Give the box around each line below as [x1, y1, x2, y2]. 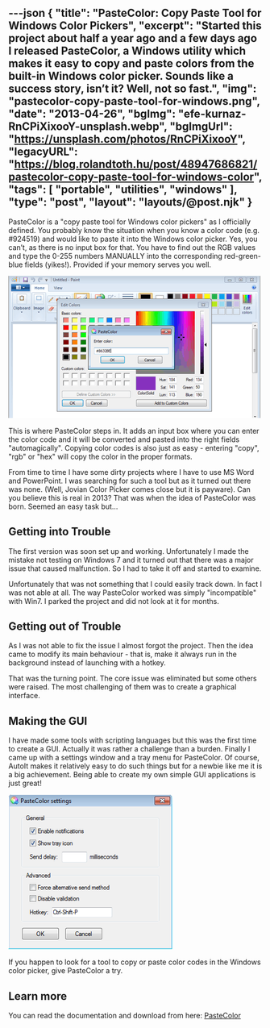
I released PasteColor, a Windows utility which [8, 44, 247, 58]
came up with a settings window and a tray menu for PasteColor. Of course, [8, 753, 260, 763]
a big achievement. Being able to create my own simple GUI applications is [8, 770, 256, 780]
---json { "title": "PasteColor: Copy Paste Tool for [8, 6, 262, 20]
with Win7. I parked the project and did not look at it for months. [8, 596, 220, 606]
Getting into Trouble [8, 525, 111, 539]
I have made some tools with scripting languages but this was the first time [8, 735, 257, 745]
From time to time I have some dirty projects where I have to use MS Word [8, 467, 255, 477]
